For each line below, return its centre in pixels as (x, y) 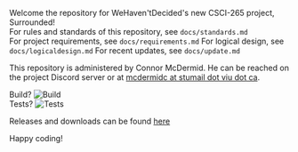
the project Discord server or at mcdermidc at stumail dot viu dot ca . (135, 77)
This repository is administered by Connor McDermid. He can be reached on (149, 68)
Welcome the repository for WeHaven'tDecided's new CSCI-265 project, (142, 13)
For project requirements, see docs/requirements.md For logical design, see (147, 41)
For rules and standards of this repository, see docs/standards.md (129, 32)
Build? (20, 94)
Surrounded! (32, 22)
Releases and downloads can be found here (90, 121)
